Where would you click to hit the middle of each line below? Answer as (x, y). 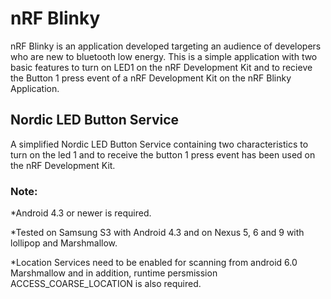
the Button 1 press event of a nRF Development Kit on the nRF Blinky (151, 78)
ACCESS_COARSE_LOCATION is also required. (106, 284)
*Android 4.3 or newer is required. (81, 213)
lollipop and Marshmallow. (64, 243)
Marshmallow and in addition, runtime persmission (114, 273)
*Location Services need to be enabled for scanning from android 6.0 (154, 263)
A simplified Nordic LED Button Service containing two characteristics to (159, 144)
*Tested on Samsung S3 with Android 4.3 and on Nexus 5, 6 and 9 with (157, 233)
